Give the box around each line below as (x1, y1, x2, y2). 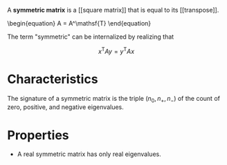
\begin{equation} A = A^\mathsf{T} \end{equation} (7, 19, 152, 27)
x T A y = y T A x (98, 46, 135, 55)
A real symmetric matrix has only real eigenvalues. (17, 150, 161, 158)
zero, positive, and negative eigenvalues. (7, 103, 125, 111)
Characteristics (7, 71, 98, 87)
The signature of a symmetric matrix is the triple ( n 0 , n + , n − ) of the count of (7, 94, 220, 104)
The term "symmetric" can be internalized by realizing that (7, 32, 174, 41)
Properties (7, 127, 69, 143)
